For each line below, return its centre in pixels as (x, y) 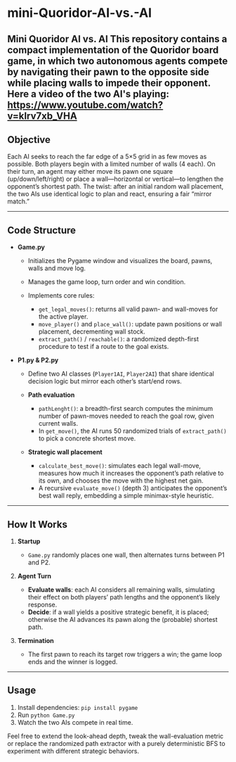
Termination (35, 641)
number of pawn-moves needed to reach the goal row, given (126, 416)
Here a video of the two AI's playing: (88, 94)
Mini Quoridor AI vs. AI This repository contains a (117, 39)
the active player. (63, 317)
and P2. (39, 563)
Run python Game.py (46, 715)
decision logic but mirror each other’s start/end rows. (105, 381)
